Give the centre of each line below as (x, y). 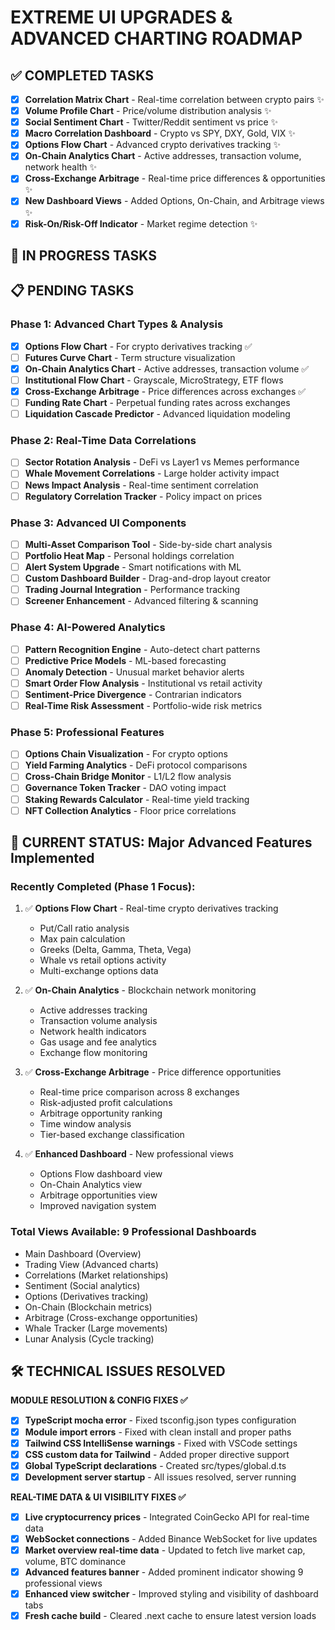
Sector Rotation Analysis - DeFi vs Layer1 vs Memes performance (162, 462)
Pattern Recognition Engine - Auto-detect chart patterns (142, 649)
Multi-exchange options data (99, 971)
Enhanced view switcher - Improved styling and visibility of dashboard (171, 1594)
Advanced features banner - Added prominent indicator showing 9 (164, 1572)
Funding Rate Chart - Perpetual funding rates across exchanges (157, 402)
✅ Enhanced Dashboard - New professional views (129, 1154)
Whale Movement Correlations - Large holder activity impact (152, 473)
